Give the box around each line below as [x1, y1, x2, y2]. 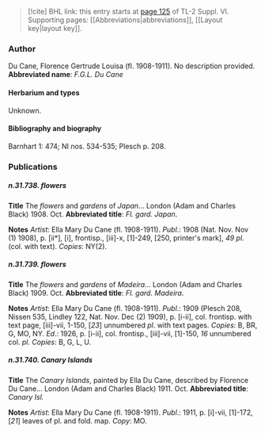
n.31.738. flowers [8, 181, 67, 190]
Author [8, 43, 36, 54]
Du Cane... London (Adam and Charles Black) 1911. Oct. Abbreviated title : [8, 384, 249, 393]
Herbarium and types [8, 87, 81, 98]
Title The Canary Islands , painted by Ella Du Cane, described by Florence [8, 375, 249, 385]
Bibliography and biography [8, 124, 101, 133]
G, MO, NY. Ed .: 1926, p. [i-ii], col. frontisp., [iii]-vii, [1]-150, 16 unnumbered [8, 328, 252, 338]
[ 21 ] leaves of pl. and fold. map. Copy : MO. [8, 416, 148, 425]
